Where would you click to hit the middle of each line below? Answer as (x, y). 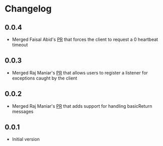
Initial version (26, 139)
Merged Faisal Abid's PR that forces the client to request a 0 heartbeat (85, 39)
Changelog (28, 9)
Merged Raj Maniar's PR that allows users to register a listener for (80, 72)
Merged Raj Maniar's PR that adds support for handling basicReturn (82, 106)
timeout (20, 45)
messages (23, 111)
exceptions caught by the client (45, 78)
